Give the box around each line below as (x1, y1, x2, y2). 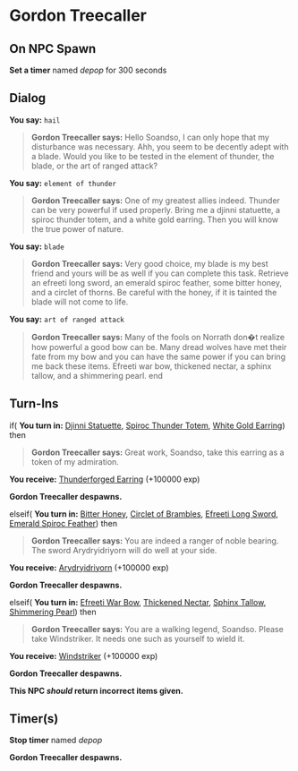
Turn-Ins (9, 396, 59, 412)
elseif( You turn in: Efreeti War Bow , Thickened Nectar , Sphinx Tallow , (9, 596, 267, 607)
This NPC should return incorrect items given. (9, 685, 183, 696)
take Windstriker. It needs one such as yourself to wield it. (30, 633, 245, 644)
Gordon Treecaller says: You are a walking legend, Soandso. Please (30, 623, 284, 634)
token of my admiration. (30, 456, 119, 467)
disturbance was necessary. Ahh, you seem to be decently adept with (30, 141, 289, 152)
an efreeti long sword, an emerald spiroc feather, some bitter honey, (30, 277, 282, 287)
